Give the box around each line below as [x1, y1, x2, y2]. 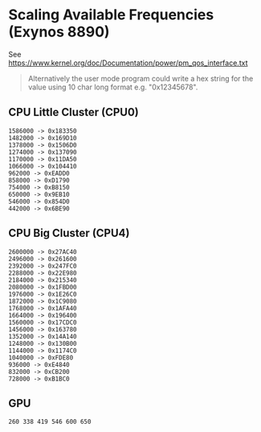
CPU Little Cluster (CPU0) [8, 106, 139, 119]
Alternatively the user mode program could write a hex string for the [27, 73, 254, 83]
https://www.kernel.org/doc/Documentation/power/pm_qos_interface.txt [8, 58, 248, 68]
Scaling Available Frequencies [8, 6, 214, 24]
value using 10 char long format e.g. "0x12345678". [27, 82, 198, 92]
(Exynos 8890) [8, 23, 110, 41]
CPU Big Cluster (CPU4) [8, 226, 130, 240]
